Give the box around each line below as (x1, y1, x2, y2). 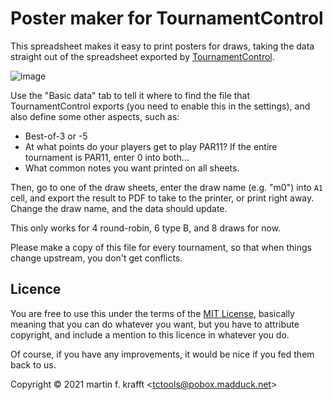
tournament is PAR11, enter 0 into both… (24, 151, 190, 163)
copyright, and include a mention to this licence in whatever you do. (10, 328, 290, 341)
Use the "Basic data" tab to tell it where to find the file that (10, 89, 251, 101)
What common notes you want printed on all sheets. (24, 162, 240, 174)
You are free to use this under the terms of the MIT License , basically (10, 307, 295, 319)
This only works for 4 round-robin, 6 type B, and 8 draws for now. (10, 222, 282, 234)
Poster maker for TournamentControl (10, 7, 324, 30)
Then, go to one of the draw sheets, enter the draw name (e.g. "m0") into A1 (10, 181, 323, 193)
